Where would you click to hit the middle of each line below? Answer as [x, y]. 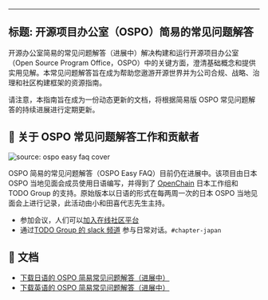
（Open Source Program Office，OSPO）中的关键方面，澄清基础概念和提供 [132, 62]
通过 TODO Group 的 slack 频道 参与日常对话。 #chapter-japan [120, 230]
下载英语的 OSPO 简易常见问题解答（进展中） [95, 288]
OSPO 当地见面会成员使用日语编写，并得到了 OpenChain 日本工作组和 [123, 183]
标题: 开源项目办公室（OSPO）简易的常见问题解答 [131, 32]
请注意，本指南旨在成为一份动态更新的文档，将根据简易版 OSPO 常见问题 [128, 99]
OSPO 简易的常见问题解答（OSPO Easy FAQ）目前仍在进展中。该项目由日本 [133, 173]
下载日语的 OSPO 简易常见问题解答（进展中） [95, 278]
